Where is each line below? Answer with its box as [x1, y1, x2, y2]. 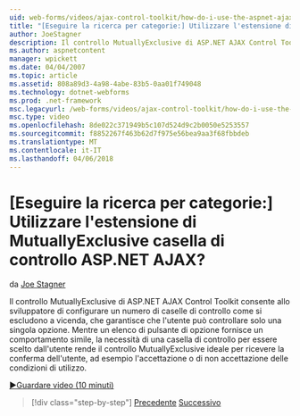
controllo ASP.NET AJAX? [9, 249, 206, 270]
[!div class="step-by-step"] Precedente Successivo [30, 397, 221, 408]
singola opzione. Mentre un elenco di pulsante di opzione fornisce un [9, 325, 263, 336]
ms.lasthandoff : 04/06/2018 [9, 154, 114, 163]
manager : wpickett [9, 54, 78, 63]
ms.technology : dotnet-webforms [9, 87, 129, 96]
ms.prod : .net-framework [9, 96, 102, 105]
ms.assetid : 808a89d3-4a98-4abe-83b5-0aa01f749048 [9, 79, 202, 88]
